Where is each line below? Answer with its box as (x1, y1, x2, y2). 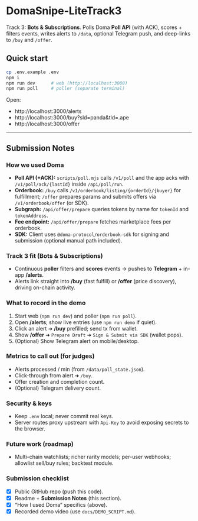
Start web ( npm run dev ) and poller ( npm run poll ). (14, 312, 137, 319)
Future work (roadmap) (6, 440, 74, 448)
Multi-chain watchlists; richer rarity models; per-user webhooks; (14, 454, 171, 461)
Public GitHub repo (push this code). (14, 488, 104, 495)
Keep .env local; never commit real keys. (14, 413, 114, 420)
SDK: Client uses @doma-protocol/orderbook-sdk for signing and (14, 231, 170, 238)
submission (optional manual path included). (14, 237, 123, 244)
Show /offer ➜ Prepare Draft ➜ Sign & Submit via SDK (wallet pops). (14, 331, 183, 338)
